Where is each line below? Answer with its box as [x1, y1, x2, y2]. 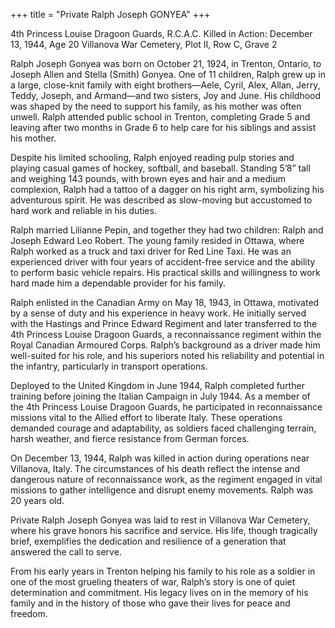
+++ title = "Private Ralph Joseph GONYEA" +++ [10, 9, 211, 20]
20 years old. [10, 495, 65, 506]
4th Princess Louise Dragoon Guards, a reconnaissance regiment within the [10, 329, 322, 340]
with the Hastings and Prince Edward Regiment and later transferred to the [10, 318, 318, 329]
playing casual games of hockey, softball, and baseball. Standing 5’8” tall [10, 162, 311, 174]
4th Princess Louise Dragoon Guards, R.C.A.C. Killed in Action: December [10, 28, 313, 39]
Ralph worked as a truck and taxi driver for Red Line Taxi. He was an [10, 245, 292, 257]
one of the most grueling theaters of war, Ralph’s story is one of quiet [10, 576, 296, 588]
